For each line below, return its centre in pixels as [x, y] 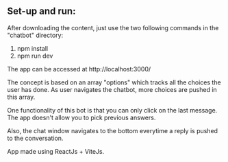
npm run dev [35, 56]
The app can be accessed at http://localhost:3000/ [79, 69]
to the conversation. [35, 138]
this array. [21, 97]
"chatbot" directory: [35, 35]
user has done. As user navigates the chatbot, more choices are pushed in [112, 89]
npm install [33, 48]
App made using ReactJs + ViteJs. [56, 151]
